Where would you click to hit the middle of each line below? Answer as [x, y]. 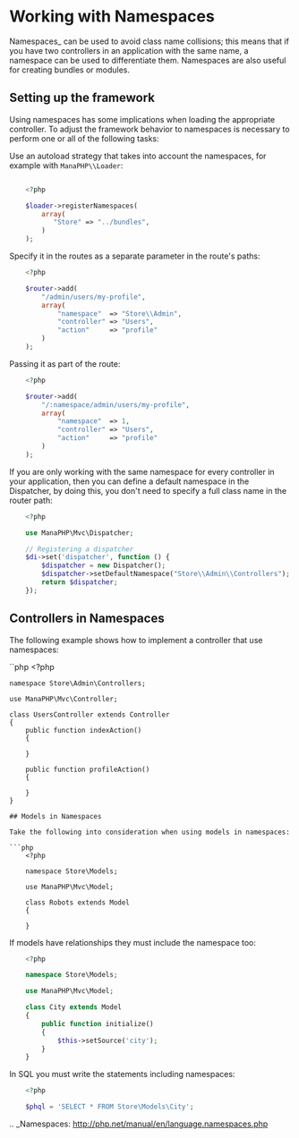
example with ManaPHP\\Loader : [66, 165]
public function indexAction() [84, 730]
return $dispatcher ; [80, 582]
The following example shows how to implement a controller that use [136, 640]
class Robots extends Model [77, 902]
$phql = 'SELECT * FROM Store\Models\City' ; [110, 1107]
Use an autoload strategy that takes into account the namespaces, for [138, 156]
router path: [31, 500]
